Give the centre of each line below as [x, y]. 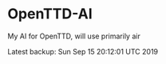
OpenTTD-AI [50, 14]
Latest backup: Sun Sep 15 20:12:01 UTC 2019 [83, 51]
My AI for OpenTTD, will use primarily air [74, 36]
